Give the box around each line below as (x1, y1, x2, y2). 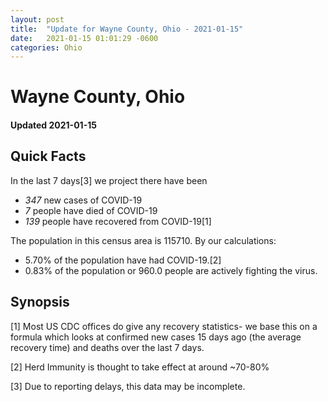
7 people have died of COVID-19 (24, 204, 158, 216)
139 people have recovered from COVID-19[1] (24, 215, 212, 227)
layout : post (10, 14, 65, 25)
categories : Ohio (10, 42, 83, 53)
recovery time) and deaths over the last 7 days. (10, 341, 205, 353)
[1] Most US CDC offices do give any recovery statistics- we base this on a (10, 320, 318, 332)
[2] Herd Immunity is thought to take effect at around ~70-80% (10, 361, 270, 373)
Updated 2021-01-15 (10, 119, 97, 131)
